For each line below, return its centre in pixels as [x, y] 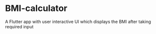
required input [19, 26]
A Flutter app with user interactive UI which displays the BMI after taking [78, 22]
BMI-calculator [36, 8]
